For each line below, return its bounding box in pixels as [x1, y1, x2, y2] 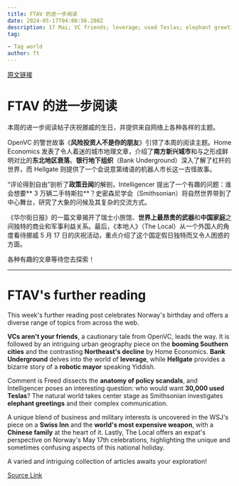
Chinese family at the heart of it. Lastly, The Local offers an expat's [7, 427, 206, 436]
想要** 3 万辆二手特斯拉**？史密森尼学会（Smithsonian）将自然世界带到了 [13, 188, 232, 197]
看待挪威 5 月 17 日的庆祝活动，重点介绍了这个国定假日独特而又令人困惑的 [13, 231, 230, 239]
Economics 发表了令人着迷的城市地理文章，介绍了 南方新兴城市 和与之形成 [7, 147, 223, 156]
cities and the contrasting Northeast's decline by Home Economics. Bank [7, 347, 225, 355]
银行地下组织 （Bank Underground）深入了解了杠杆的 [75, 156, 231, 164]
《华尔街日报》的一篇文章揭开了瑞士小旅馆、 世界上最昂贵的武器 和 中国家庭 [7, 213, 225, 221]
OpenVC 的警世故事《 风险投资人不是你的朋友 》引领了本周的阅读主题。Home [7, 138, 232, 146]
